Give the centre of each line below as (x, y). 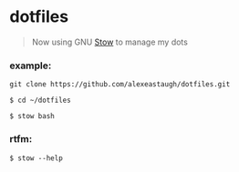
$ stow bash (32, 116)
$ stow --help (36, 158)
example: (31, 66)
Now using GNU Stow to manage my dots (110, 42)
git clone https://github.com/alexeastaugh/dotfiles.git (120, 85)
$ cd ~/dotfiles (40, 101)
